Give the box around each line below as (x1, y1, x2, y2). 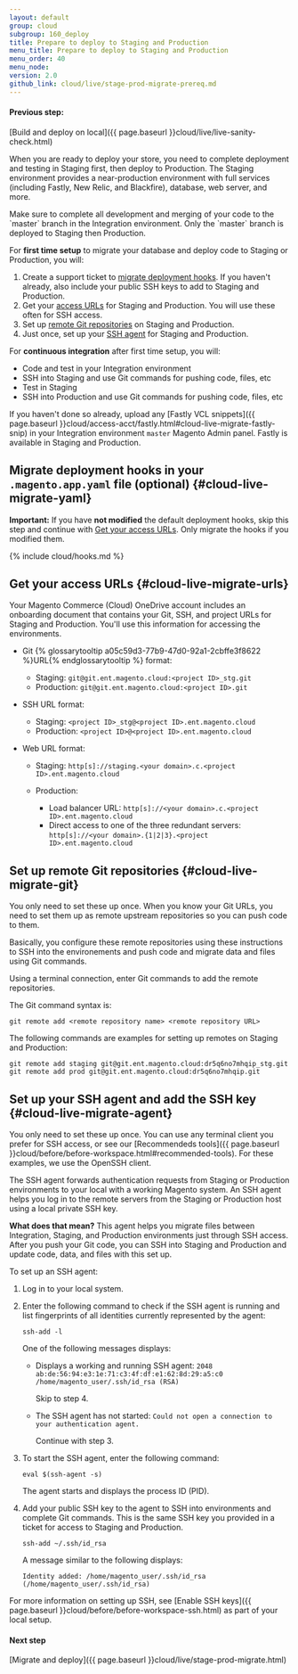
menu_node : (9, 63, 50, 72)
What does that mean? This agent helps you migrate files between (9, 1220, 255, 1231)
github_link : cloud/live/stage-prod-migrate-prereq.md (9, 79, 217, 88)
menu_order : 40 (9, 54, 66, 63)
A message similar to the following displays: (21, 1555, 183, 1565)
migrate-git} (9, 877, 79, 892)
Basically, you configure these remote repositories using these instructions (9, 937, 283, 948)
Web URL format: (21, 743, 86, 754)
